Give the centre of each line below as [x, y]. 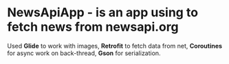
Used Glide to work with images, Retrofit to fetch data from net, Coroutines [115, 46]
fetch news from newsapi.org [93, 27]
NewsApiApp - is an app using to [102, 13]
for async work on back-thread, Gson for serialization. [84, 53]
